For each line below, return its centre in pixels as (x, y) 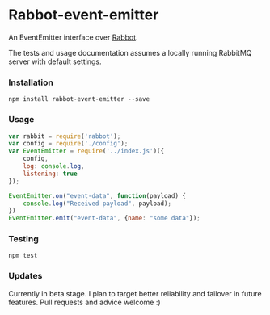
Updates (25, 276)
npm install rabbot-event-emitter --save (79, 99)
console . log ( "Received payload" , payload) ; (97, 204)
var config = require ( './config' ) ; (68, 144)
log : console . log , (54, 166)
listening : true (51, 174)
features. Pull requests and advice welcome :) (84, 302)
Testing (23, 239)
